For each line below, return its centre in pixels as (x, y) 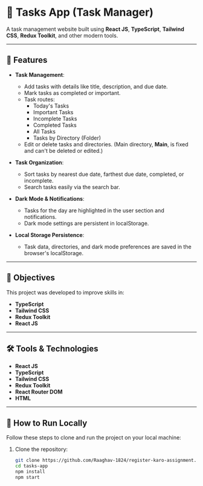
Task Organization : (39, 162)
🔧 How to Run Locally (47, 423)
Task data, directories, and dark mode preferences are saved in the (108, 247)
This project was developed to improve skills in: (66, 292)
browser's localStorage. (54, 253)
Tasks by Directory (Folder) (67, 138)
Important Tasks (53, 112)
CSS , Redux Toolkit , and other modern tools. (62, 35)
